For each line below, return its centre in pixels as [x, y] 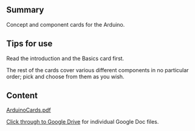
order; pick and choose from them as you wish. [65, 76]
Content [22, 96]
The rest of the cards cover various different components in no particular [98, 70]
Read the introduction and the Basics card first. [65, 58]
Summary [25, 10]
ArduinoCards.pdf [29, 110]
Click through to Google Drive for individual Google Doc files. [83, 122]
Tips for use [29, 44]
